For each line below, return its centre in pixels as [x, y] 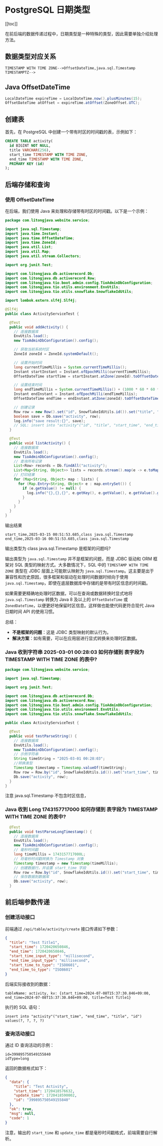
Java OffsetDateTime [38, 87]
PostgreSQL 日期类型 [48, 10]
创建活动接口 [20, 917]
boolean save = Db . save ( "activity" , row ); [57, 416]
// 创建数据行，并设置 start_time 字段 [50, 868]
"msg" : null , [23, 1113]
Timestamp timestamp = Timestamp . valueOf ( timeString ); [70, 768]
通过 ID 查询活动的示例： [30, 1045]
